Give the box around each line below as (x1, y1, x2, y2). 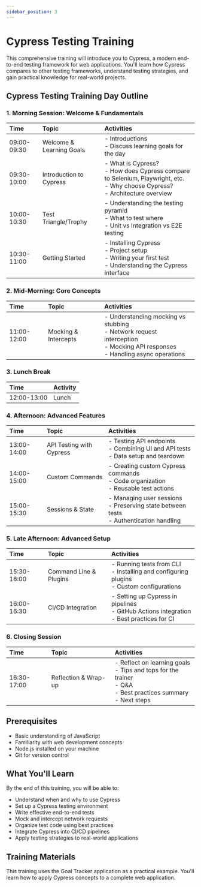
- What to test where (104, 214, 163, 222)
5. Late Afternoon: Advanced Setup (6, 534, 111, 543)
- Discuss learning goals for (104, 142, 184, 151)
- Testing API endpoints (108, 437, 175, 446)
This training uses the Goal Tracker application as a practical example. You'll (6, 868, 194, 875)
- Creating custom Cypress (108, 462, 185, 470)
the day (104, 149, 126, 158)
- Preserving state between (108, 501, 187, 510)
